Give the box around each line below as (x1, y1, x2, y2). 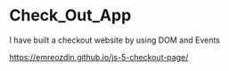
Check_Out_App (9, 5, 132, 26)
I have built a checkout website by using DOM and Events (9, 35, 221, 45)
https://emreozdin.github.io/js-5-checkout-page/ (9, 51, 189, 62)
